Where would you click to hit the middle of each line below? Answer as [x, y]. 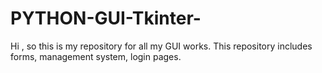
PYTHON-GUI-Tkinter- [106, 18]
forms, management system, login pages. [96, 56]
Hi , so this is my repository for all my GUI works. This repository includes [161, 46]
